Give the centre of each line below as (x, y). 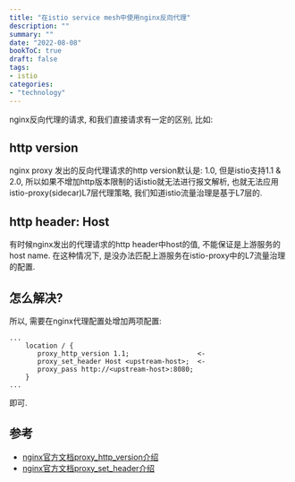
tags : (19, 68)
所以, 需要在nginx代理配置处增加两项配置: (86, 321)
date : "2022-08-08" (46, 43)
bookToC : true (36, 51)
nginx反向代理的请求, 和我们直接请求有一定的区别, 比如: (111, 119)
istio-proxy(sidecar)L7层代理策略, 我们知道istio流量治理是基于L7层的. (136, 193)
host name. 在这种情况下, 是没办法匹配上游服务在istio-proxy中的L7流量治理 (147, 255)
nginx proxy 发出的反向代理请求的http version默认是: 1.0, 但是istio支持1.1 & (145, 170)
